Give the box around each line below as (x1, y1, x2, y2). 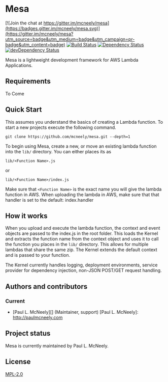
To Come (5, 90, 24, 97)
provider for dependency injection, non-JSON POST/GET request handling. (5, 267, 162, 274)
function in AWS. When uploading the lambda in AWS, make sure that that (5, 192, 159, 198)
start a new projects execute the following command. (5, 124, 117, 130)
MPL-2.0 (5, 371, 23, 377)
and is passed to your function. (5, 252, 71, 258)
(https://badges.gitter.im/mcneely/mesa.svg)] (5, 25, 100, 31)
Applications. (5, 62, 33, 68)
